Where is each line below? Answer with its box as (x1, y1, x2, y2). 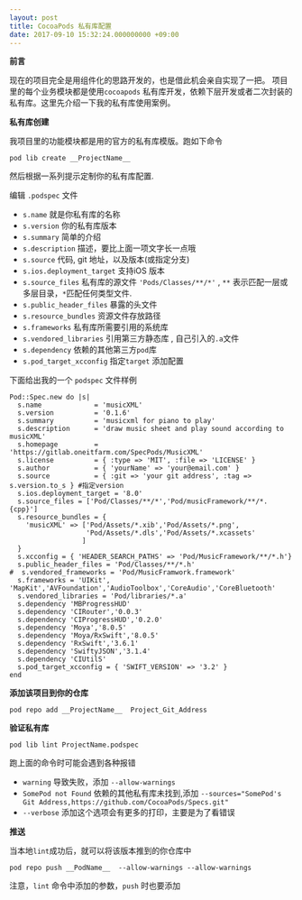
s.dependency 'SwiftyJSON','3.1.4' (17, 647, 151, 657)
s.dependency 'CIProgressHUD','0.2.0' (17, 615, 164, 625)
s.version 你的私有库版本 (22, 220, 117, 231)
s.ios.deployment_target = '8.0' (17, 489, 143, 499)
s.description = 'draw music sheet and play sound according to (17, 425, 284, 434)
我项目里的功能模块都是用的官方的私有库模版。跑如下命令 (9, 136, 223, 147)
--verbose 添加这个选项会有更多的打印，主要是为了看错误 (22, 807, 236, 818)
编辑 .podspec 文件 (9, 190, 78, 201)
